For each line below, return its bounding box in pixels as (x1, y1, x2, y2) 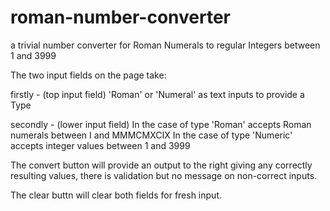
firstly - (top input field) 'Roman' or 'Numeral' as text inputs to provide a (10, 88, 305, 100)
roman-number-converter (10, 6, 232, 29)
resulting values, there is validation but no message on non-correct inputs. (10, 169, 318, 181)
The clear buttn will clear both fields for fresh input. (10, 189, 222, 201)
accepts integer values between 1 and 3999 (10, 139, 191, 151)
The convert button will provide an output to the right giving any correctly (10, 159, 313, 171)
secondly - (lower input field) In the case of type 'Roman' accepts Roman (10, 118, 312, 130)
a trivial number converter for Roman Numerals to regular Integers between (10, 39, 321, 51)
